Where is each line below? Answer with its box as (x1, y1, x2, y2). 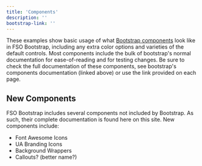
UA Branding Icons (15, 140, 63, 148)
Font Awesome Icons (15, 134, 68, 142)
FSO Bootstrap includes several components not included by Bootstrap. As (6, 109, 193, 117)
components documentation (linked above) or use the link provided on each (6, 69, 197, 77)
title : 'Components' (6, 9, 59, 15)
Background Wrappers (15, 147, 72, 154)
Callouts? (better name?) (15, 153, 77, 161)
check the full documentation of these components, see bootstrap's (6, 63, 176, 70)
